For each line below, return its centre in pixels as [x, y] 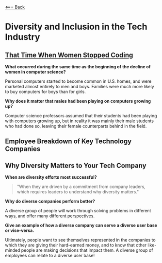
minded [13, 250]
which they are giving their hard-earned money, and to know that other [76, 245]
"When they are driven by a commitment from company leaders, [81, 187]
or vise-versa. [20, 230]
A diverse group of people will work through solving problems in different [78, 211]
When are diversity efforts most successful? [51, 177]
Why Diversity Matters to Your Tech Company [76, 165]
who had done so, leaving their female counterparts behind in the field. [76, 126]
